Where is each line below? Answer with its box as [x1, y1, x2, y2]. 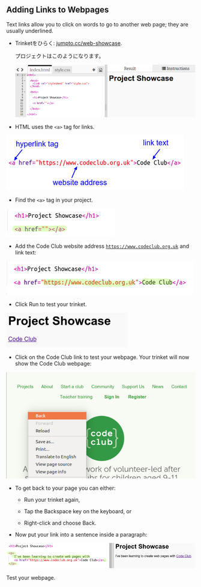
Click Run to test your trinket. [14, 301, 87, 308]
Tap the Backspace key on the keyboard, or [23, 507, 132, 515]
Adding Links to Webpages [6, 5, 109, 15]
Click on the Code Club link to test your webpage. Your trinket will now [14, 354, 190, 361]
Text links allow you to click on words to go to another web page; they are [6, 20, 189, 28]
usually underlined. [6, 27, 54, 34]
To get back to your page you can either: [14, 484, 116, 492]
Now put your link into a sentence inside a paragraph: [14, 531, 148, 538]
